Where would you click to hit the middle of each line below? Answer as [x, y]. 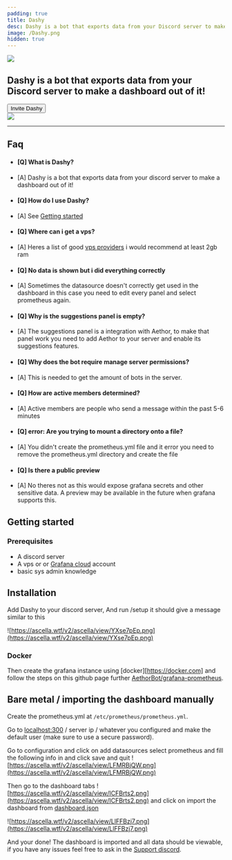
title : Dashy [26, 20]
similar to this [26, 617]
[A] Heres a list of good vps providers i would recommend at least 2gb [117, 247]
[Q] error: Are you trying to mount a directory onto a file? [100, 432]
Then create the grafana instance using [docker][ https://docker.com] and [112, 670]
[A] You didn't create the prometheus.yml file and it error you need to [115, 447]
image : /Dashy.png [33, 33]
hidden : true [26, 39]
